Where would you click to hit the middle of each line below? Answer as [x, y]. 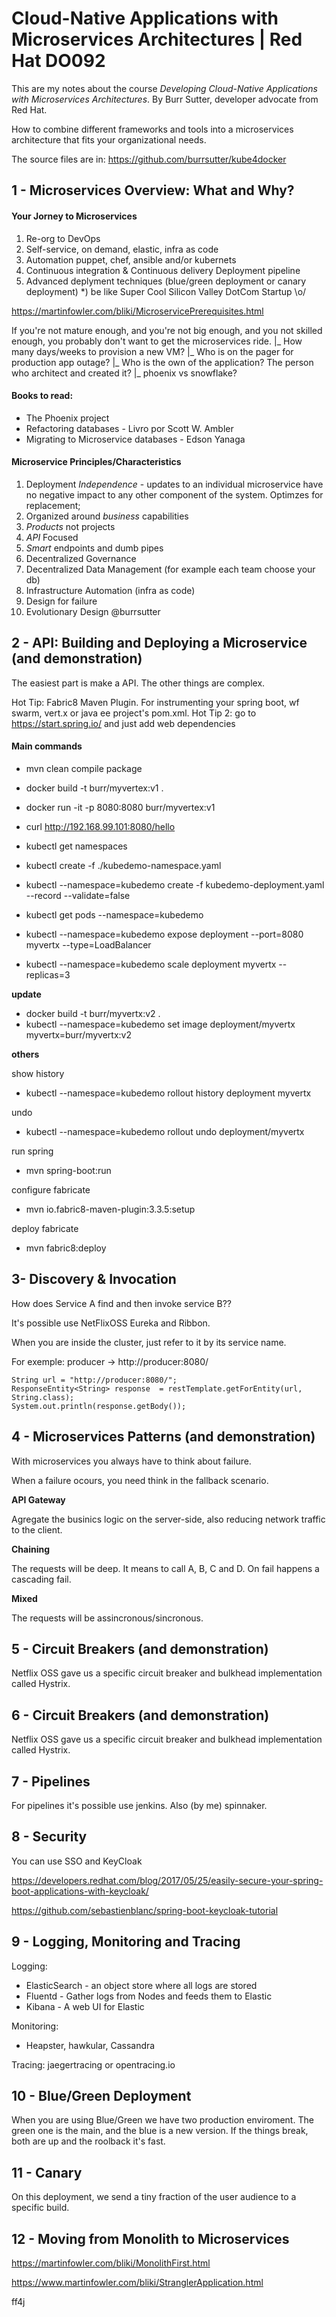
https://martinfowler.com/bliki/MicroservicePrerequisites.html [137, 311]
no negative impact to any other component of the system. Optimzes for [174, 494]
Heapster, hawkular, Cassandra [90, 2045]
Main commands [47, 746]
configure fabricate [51, 1189]
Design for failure [61, 601]
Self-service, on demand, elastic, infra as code [122, 249]
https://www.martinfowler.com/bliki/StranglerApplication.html [137, 2283]
